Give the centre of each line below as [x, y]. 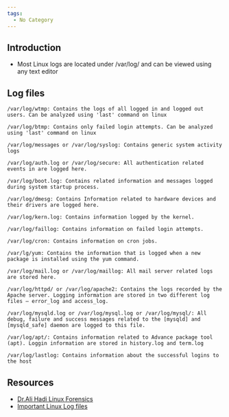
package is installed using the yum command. [73, 259]
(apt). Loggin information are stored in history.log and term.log [106, 343]
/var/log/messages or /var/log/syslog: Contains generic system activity [115, 145]
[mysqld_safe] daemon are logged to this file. [76, 326]
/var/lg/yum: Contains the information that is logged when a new [104, 253]
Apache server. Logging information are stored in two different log [109, 295]
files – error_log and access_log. [58, 302]
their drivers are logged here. [53, 205]
